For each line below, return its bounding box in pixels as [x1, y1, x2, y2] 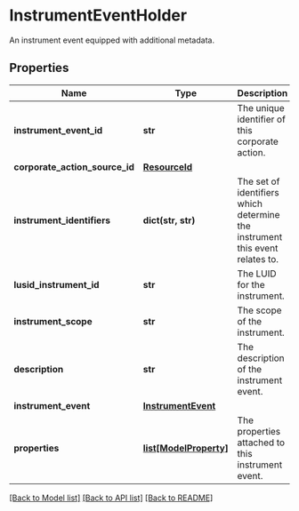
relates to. [237, 252, 279, 265]
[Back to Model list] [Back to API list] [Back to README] [9, 492, 214, 503]
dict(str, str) [142, 214, 196, 227]
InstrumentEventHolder [9, 5, 188, 26]
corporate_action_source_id [13, 161, 135, 173]
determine [237, 208, 280, 220]
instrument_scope [13, 315, 93, 327]
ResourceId [142, 161, 193, 173]
